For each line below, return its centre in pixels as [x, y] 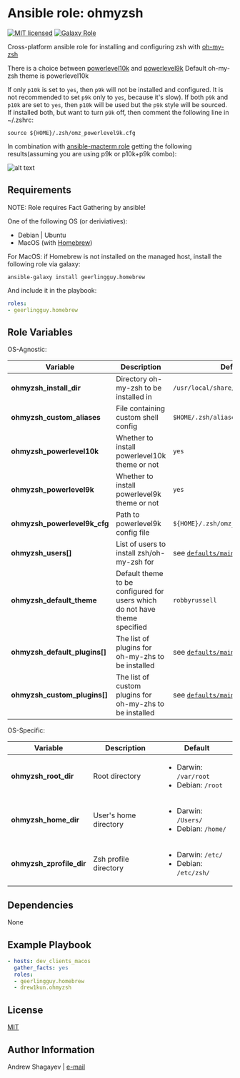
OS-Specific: [26, 730]
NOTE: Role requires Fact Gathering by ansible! [77, 207]
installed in [134, 397]
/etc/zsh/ [194, 873]
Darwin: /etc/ [200, 855]
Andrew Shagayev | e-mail [46, 1067]
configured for [140, 592]
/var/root [194, 777]
